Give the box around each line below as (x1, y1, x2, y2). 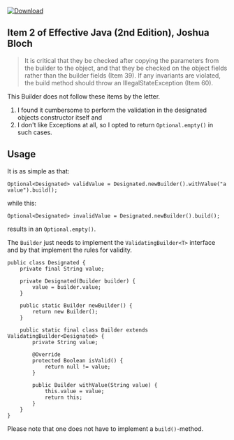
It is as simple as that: (7, 166, 70, 175)
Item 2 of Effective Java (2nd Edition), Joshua (7, 27, 210, 38)
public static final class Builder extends (20, 326, 149, 334)
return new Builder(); (32, 308, 98, 315)
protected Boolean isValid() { (32, 357, 124, 364)
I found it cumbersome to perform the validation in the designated (17, 106, 207, 114)
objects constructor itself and (17, 113, 103, 122)
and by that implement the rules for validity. (7, 246, 133, 254)
